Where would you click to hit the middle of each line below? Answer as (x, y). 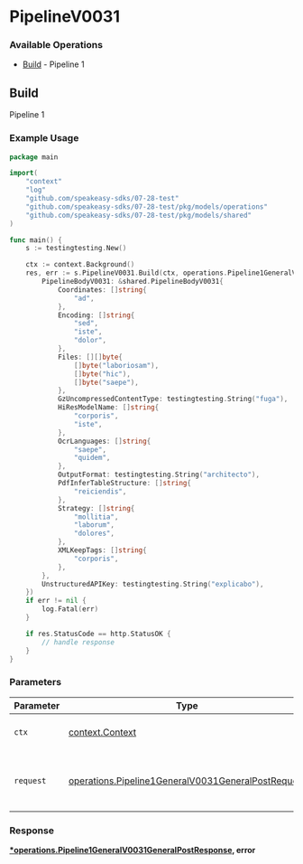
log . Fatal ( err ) (70, 609)
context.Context (102, 732)
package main (34, 157)
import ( (24, 174)
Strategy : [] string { (96, 508)
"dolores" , (94, 534)
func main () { (36, 240)
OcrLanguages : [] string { (104, 441)
